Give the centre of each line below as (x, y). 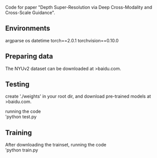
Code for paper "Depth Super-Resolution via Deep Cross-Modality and (79, 7)
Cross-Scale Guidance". (30, 13)
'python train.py (22, 150)
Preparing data (29, 57)
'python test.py (21, 117)
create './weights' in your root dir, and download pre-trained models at (78, 96)
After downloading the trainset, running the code (56, 145)
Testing (17, 84)
